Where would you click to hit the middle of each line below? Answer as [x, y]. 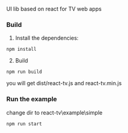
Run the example [32, 99]
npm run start [24, 124]
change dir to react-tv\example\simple [54, 112]
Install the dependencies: [47, 38]
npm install [21, 49]
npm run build [24, 72]
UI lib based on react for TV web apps [54, 9]
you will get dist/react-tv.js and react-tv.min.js [64, 83]
